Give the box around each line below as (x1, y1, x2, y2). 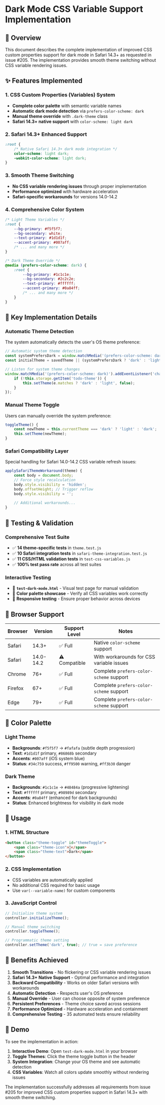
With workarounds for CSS (94, 653, 156, 660)
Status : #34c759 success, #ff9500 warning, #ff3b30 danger (12, 761, 131, 766)
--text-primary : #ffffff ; (23, 281, 76, 286)
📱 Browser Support (5, 610, 64, 618)
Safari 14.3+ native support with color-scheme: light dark (12, 118, 133, 124)
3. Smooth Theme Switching (5, 172, 74, 179)
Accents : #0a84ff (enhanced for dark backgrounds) (12, 795, 117, 800)
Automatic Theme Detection (5, 328, 74, 335)
